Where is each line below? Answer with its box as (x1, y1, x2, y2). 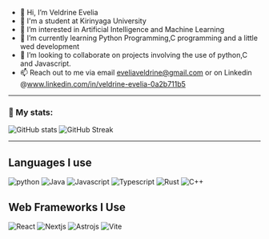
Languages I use (8, 156, 92, 169)
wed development (19, 42, 80, 51)
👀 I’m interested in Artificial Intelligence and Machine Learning (19, 25, 225, 34)
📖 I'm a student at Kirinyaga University (19, 16, 147, 26)
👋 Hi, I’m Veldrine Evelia (19, 8, 98, 17)
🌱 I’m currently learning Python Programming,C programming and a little (19, 33, 259, 43)
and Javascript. (19, 59, 72, 68)
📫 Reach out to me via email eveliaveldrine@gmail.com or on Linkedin (19, 68, 252, 77)
